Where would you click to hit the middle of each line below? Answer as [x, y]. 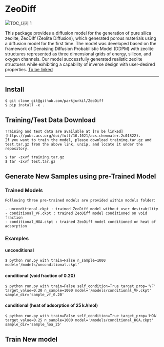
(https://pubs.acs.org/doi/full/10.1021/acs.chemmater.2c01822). [73, 136]
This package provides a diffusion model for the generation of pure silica [78, 33]
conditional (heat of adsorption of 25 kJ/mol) [51, 305]
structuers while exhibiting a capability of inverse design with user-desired [80, 64]
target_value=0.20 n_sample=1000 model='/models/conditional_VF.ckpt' [78, 290]
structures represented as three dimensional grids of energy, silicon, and [78, 54]
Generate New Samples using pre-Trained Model [81, 176]
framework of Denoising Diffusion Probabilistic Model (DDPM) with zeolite [79, 49]
